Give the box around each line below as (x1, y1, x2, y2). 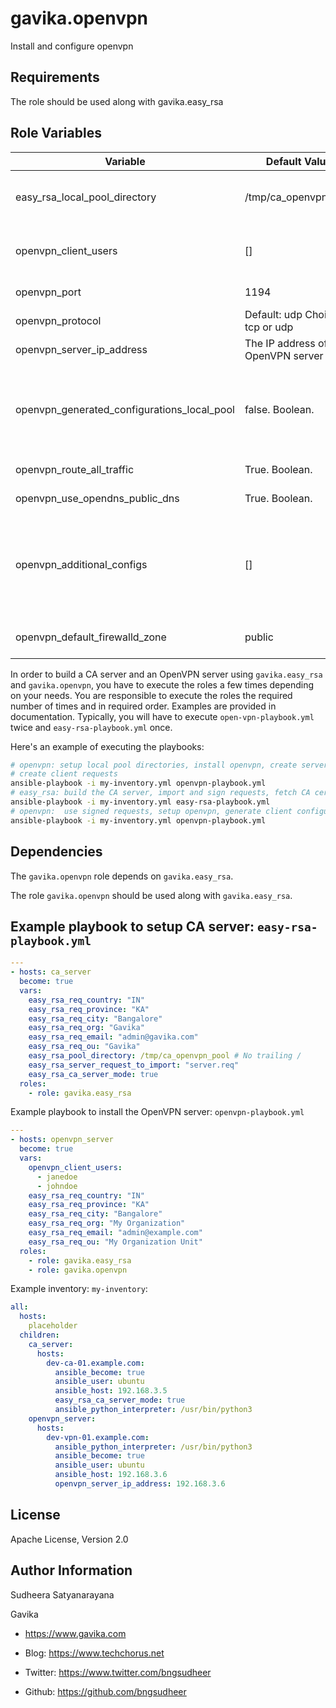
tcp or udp (244, 320, 294, 334)
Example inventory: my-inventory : (10, 1283, 148, 1295)
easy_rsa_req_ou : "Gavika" (28, 1042, 141, 1052)
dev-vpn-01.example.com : (46, 1432, 150, 1442)
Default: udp (244, 307, 303, 321)
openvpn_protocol (15, 313, 102, 327)
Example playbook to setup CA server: (10, 918, 255, 935)
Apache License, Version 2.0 (10, 1533, 129, 1545)
